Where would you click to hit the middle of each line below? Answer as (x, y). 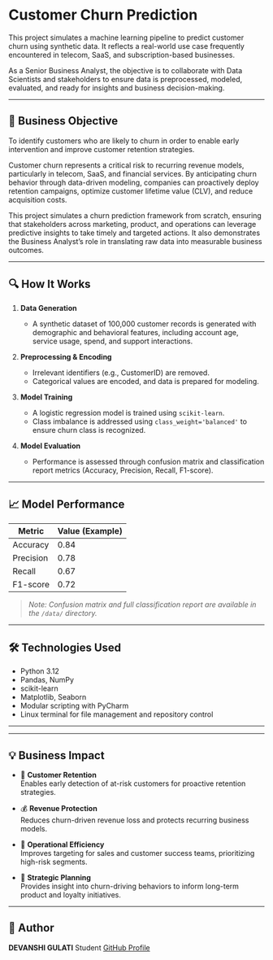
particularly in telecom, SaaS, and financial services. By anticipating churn (133, 173)
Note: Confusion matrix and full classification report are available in (142, 604)
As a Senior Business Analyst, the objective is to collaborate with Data (126, 70)
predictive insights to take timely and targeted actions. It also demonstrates (134, 233)
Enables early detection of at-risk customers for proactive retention (133, 783)
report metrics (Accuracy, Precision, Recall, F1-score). (123, 470)
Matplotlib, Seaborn (53, 697)
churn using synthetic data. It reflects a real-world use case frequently (127, 46)
